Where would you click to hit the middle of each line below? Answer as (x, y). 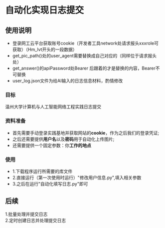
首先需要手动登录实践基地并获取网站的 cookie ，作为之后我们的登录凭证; (86, 132)
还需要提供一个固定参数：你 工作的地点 (52, 145)
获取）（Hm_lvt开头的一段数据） (45, 49)
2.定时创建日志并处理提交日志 (36, 220)
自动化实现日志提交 (45, 10)
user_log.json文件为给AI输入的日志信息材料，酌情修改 (68, 81)
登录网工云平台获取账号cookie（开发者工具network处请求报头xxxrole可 (85, 43)
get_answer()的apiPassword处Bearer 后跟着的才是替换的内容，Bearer (84, 68)
